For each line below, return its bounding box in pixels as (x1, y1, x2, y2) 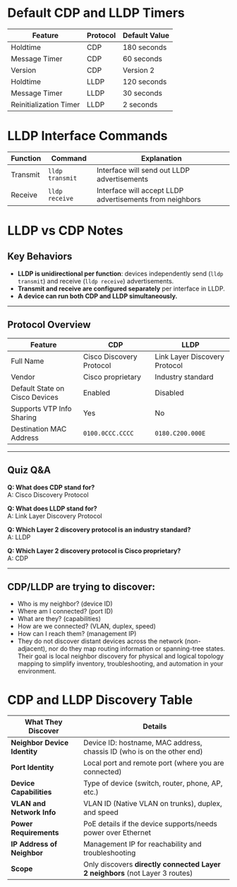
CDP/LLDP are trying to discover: (7, 580, 156, 593)
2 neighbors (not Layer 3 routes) (83, 869, 193, 879)
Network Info (11, 807, 56, 817)
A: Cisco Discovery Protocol (7, 490, 90, 498)
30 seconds (122, 88, 162, 98)
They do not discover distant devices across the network (17, 637, 183, 646)
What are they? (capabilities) (17, 615, 101, 623)
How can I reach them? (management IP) (17, 630, 137, 638)
